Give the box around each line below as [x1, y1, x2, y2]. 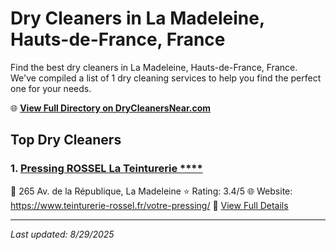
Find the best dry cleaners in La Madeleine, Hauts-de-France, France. [10, 61, 298, 73]
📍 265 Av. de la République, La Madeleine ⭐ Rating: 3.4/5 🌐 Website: [10, 185, 293, 197]
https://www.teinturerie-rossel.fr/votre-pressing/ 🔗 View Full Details [10, 199, 289, 211]
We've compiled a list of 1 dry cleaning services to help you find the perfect [10, 72, 322, 84]
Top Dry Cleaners [10, 132, 122, 149]
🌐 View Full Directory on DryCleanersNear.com [10, 102, 212, 114]
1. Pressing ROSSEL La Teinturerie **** [10, 162, 203, 176]
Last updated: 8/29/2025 [10, 228, 115, 240]
